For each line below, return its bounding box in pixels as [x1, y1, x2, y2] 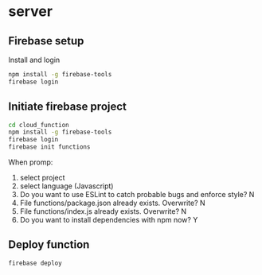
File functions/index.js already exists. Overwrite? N [19, 207, 187, 216]
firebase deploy [8, 259, 62, 267]
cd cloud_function [8, 121, 69, 129]
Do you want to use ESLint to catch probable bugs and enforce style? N [19, 190, 255, 199]
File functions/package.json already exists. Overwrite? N [19, 198, 205, 208]
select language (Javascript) [19, 181, 114, 191]
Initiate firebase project [8, 100, 127, 114]
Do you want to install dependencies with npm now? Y [19, 215, 198, 225]
